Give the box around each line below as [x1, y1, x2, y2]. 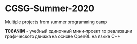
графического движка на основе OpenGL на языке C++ [5, 33, 120, 39]
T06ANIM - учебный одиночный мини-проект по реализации [5, 28, 133, 34]
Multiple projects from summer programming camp [5, 19, 107, 25]
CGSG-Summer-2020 [5, 3, 95, 14]
